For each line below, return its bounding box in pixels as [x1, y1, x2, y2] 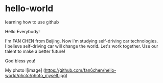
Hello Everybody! [5, 28, 40, 34]
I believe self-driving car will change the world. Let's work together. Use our [5, 43, 158, 49]
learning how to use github [5, 19, 59, 25]
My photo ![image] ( [5, 67, 45, 73]
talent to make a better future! [5, 48, 65, 54]
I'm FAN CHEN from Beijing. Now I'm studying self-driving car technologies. [5, 38, 158, 44]
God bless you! [5, 58, 36, 63]
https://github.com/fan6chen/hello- [45, 67, 116, 73]
